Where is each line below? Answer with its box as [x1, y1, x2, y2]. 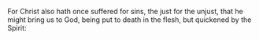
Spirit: [7, 24, 27, 32]
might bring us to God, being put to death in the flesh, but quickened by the [7, 15, 252, 24]
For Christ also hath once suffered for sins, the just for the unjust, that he [7, 7, 243, 16]
